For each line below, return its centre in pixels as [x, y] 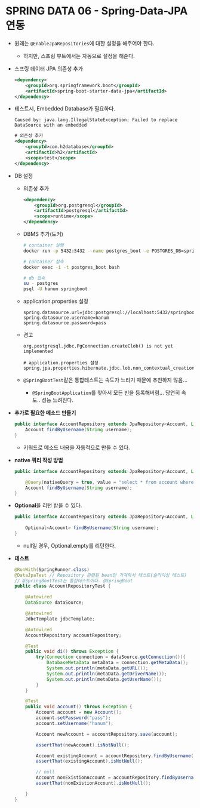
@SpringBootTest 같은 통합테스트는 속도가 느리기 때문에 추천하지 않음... [105, 380]
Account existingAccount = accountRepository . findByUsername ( [115, 756]
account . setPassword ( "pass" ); [73, 718]
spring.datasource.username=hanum [66, 318]
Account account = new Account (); [79, 712]
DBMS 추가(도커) [43, 234]
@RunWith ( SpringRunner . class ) [52, 569]
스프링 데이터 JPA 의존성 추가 [48, 68]
